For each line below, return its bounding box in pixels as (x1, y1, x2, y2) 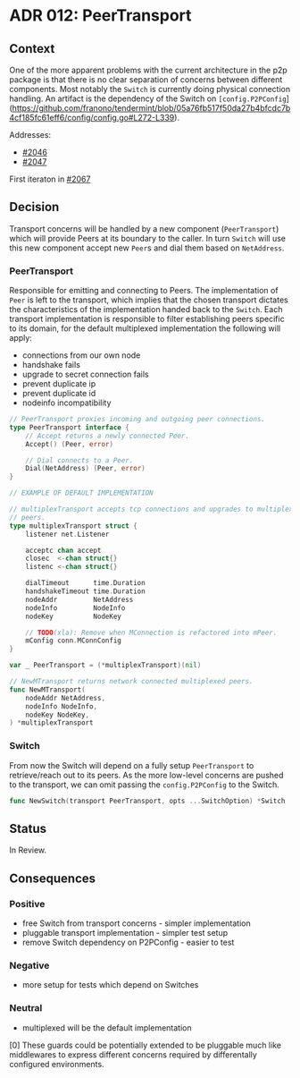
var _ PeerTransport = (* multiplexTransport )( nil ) (9, 661, 202, 670)
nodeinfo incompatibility (21, 397, 112, 408)
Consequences (9, 870, 96, 886)
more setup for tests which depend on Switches (21, 980, 199, 990)
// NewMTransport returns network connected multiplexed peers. (9, 677, 254, 686)
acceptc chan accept (25, 546, 102, 555)
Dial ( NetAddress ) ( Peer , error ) (25, 464, 146, 473)
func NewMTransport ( (9, 685, 87, 694)
